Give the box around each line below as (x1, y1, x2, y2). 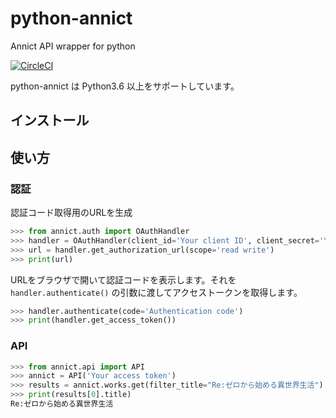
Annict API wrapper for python (10, 40, 136, 52)
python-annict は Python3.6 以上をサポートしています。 (10, 80, 240, 92)
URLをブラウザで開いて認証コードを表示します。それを (10, 273, 237, 286)
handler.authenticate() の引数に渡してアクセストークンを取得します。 (10, 286, 303, 298)
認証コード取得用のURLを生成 (10, 207, 133, 219)
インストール (10, 112, 90, 129)
